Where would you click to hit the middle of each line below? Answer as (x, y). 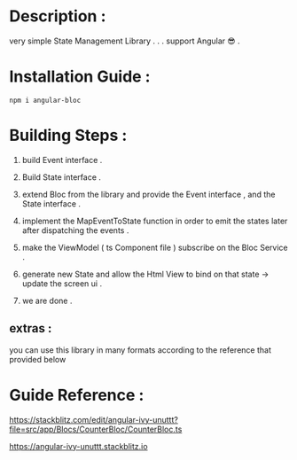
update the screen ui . (62, 283)
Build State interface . (62, 177)
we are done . (47, 300)
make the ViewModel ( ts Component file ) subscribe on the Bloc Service (155, 247)
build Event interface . (62, 160)
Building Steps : (68, 136)
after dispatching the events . (75, 230)
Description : (58, 16)
